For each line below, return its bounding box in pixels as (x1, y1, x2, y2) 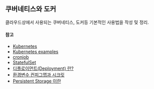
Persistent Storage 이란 (12, 78, 61, 84)
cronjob (12, 54, 29, 60)
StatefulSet (12, 60, 37, 66)
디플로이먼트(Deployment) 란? (12, 65, 74, 72)
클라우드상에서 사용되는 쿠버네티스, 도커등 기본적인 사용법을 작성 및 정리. (5, 19, 149, 25)
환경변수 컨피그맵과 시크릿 (12, 72, 65, 78)
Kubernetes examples (12, 49, 58, 55)
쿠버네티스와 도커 (5, 5, 56, 14)
